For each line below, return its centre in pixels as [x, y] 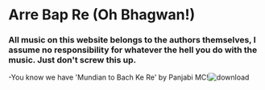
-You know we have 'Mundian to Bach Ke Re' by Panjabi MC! [109, 77]
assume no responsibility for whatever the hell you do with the [133, 50]
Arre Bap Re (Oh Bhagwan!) [102, 15]
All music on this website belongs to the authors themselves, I [132, 40]
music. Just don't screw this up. [72, 60]
